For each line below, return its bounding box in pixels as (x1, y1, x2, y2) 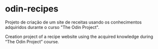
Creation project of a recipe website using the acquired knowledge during (5, 34, 154, 39)
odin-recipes (5, 3, 59, 14)
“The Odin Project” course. (5, 38, 59, 44)
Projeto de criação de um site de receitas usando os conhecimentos (5, 19, 142, 25)
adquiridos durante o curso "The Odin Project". (5, 24, 99, 30)
